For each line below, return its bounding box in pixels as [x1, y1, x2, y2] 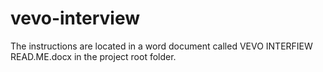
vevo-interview [10, 7, 141, 30]
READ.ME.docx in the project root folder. [10, 50, 177, 62]
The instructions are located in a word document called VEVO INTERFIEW [10, 40, 313, 52]
